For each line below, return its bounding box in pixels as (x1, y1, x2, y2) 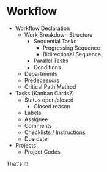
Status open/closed (24, 96, 74, 103)
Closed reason (33, 102, 70, 110)
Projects (15, 141, 37, 149)
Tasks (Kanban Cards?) (15, 89, 75, 97)
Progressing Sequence (42, 44, 100, 51)
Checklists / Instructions (24, 129, 86, 136)
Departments (24, 70, 58, 77)
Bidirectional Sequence (42, 50, 101, 58)
